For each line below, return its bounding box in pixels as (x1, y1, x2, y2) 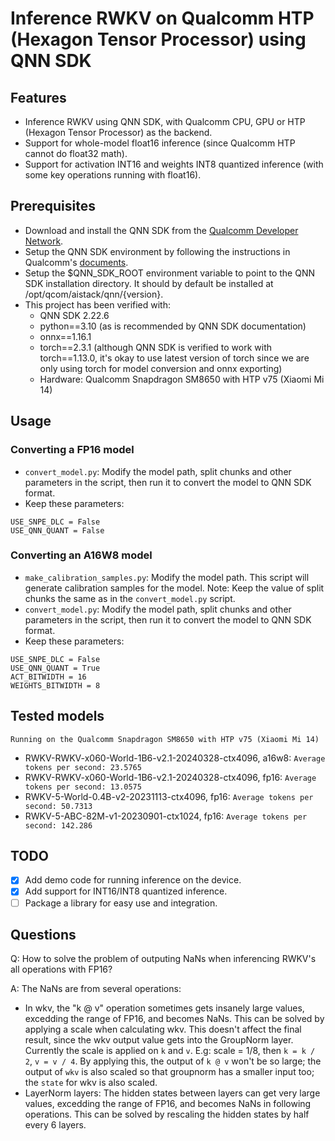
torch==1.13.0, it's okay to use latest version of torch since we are (39, 352, 310, 364)
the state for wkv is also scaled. (24, 1077, 158, 1089)
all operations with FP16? (10, 963, 113, 976)
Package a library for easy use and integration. (24, 897, 218, 909)
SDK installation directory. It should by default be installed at (24, 277, 274, 289)
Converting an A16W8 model (10, 548, 153, 562)
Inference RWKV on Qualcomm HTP (10, 7, 315, 30)
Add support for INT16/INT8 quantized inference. (24, 885, 228, 897)
